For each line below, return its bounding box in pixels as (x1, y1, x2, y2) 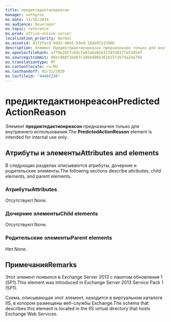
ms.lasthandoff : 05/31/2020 (5, 69, 65, 74)
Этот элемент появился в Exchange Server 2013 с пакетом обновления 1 (5, 274, 163, 280)
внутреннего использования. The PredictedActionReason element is (5, 128, 152, 135)
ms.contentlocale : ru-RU (5, 64, 58, 69)
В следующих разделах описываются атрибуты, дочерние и (5, 162, 137, 168)
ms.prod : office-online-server (5, 31, 72, 36)
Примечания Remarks (5, 260, 77, 269)
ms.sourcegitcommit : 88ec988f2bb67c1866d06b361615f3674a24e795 (5, 54, 142, 60)
